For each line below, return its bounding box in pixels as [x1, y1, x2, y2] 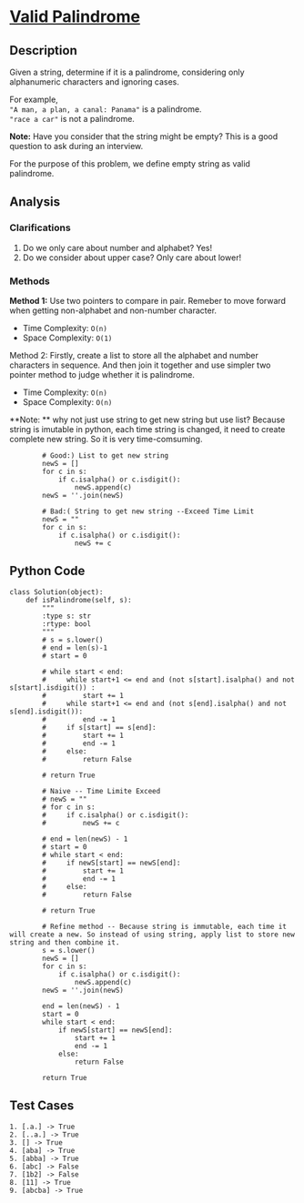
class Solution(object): [9, 587, 104, 597]
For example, [9, 94, 59, 105]
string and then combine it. [9, 937, 120, 947]
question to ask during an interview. [9, 141, 144, 151]
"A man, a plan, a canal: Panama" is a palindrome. [9, 104, 202, 115]
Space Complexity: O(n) [22, 396, 113, 407]
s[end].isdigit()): [9, 707, 84, 716]
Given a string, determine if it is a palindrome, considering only [9, 66, 245, 77]
